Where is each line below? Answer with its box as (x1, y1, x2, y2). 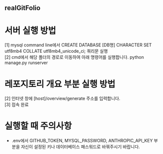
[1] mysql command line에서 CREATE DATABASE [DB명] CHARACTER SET (4, 42, 152, 48)
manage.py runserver (4, 60, 48, 66)
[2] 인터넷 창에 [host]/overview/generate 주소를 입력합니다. (4, 95, 120, 102)
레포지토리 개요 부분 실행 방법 (4, 78, 116, 89)
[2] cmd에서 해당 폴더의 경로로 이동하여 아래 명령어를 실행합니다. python (4, 54, 144, 60)
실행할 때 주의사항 (4, 121, 72, 132)
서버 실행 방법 (4, 25, 56, 36)
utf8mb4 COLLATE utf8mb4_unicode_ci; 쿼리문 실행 (4, 48, 108, 54)
